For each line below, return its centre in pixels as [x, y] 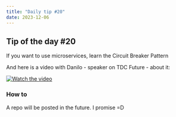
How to [17, 94]
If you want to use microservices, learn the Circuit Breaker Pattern [87, 56]
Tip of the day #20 [41, 41]
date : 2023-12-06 [28, 17]
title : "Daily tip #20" [36, 12]
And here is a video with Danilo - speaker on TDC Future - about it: [88, 67]
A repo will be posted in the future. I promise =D [65, 107]
